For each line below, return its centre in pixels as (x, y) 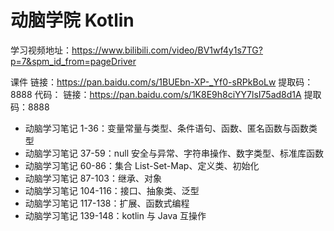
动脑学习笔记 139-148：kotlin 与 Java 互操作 (115, 215)
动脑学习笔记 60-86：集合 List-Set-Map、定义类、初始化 (142, 165)
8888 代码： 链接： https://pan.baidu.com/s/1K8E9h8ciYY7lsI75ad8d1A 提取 (166, 94)
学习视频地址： (41, 50)
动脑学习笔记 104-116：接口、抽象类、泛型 (112, 190)
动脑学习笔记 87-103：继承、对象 (93, 178)
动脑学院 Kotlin (72, 20)
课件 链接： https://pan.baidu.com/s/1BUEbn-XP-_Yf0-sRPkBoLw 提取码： (162, 82)
